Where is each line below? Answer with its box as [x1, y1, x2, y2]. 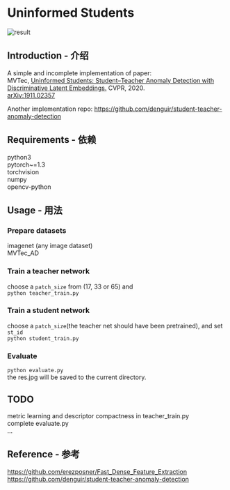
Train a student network [7, 305, 90, 315]
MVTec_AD [7, 249, 40, 257]
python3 [7, 153, 31, 161]
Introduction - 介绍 [7, 50, 89, 62]
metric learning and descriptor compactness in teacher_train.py [7, 411, 190, 420]
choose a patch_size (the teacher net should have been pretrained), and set [7, 321, 223, 330]
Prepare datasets [7, 225, 67, 235]
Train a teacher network [7, 266, 90, 276]
